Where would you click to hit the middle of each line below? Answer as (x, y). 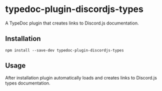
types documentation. (28, 83)
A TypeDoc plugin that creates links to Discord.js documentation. (72, 23)
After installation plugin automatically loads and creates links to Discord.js (81, 77)
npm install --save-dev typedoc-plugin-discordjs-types (64, 50)
